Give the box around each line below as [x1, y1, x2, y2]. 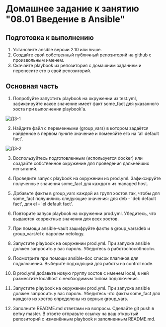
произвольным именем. [12, 57, 65, 63]
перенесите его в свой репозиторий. [12, 68, 91, 74]
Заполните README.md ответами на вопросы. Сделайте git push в [12, 305, 155, 311]
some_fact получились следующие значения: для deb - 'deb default [12, 195, 156, 202]
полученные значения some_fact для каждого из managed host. [12, 180, 149, 187]
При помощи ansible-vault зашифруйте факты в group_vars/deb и [12, 225, 151, 231]
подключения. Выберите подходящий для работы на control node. [12, 260, 154, 266]
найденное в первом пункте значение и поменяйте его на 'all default [12, 130, 160, 136]
